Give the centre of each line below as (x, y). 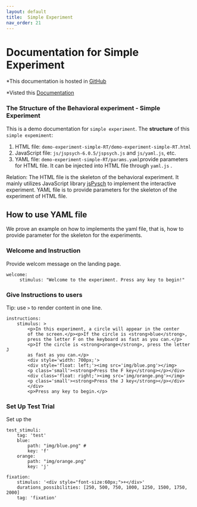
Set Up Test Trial (30, 406)
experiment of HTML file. (37, 196)
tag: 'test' (32, 436)
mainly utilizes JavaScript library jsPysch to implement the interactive (91, 183)
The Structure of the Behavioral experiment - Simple (83, 108)
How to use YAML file (47, 215)
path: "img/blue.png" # (57, 446)
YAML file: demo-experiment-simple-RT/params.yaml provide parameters (101, 159)
